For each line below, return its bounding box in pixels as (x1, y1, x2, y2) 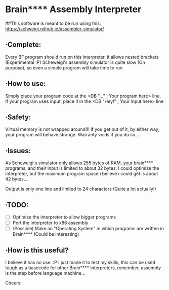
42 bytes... (5, 176, 28, 182)
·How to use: (5, 80, 46, 88)
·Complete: (5, 41, 41, 49)
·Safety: (5, 113, 31, 121)
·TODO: (5, 200, 29, 209)
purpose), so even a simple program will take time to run (5, 64, 123, 70)
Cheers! (5, 280, 22, 286)
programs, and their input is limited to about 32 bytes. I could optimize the (5, 165, 159, 171)
